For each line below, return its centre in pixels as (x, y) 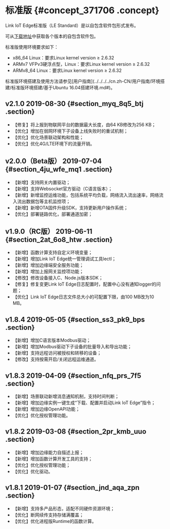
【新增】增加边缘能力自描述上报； (48, 452)
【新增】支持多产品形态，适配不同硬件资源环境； (63, 508)
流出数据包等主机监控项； (44, 201)
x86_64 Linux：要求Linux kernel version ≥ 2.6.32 (63, 58)
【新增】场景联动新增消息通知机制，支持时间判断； (66, 396)
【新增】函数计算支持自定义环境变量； (52, 253)
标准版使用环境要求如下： (32, 47)
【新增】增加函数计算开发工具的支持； (52, 459)
